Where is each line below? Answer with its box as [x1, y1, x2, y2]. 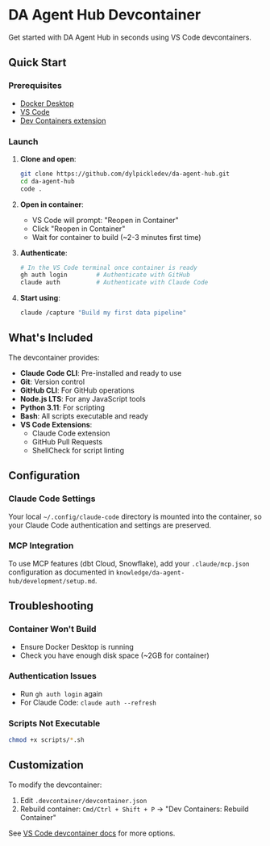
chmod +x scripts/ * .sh [8, 736, 85, 744]
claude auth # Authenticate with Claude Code [19, 279, 209, 287]
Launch [8, 136, 39, 147]
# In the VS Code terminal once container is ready [19, 263, 197, 271]
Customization [8, 758, 85, 772]
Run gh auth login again [19, 688, 103, 698]
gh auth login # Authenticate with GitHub [19, 271, 191, 280]
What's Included [8, 331, 93, 345]
